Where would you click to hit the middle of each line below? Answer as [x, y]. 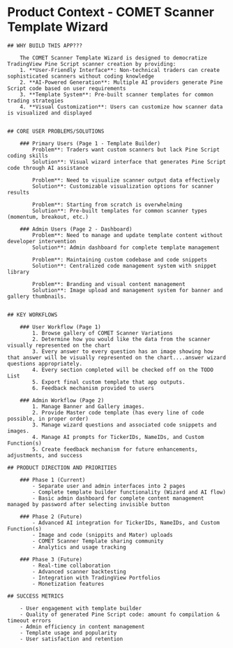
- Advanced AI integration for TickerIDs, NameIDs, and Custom [126, 523]
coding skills [28, 156]
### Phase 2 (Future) [51, 517]
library [18, 272]
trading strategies [36, 101]
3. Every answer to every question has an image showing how [123, 351]
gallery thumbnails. [37, 296]
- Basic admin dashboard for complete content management [118, 498]
